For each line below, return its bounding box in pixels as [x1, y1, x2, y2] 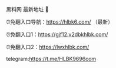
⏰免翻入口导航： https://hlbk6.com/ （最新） [6, 18, 114, 25]
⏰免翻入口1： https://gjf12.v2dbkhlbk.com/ [6, 31, 108, 38]
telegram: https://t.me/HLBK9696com [6, 56, 97, 62]
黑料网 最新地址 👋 [6, 6, 49, 12]
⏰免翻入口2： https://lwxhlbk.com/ [6, 44, 90, 50]
